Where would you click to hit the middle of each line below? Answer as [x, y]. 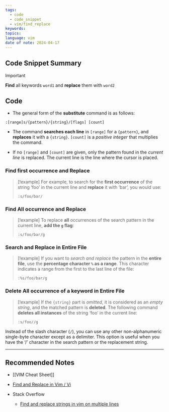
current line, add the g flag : [46, 225]
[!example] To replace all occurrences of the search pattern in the [86, 220]
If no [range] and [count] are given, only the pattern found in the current [88, 152]
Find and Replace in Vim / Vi [42, 385]
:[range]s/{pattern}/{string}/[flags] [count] [55, 122]
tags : [11, 10]
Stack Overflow [29, 394]
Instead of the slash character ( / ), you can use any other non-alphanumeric [83, 331]
